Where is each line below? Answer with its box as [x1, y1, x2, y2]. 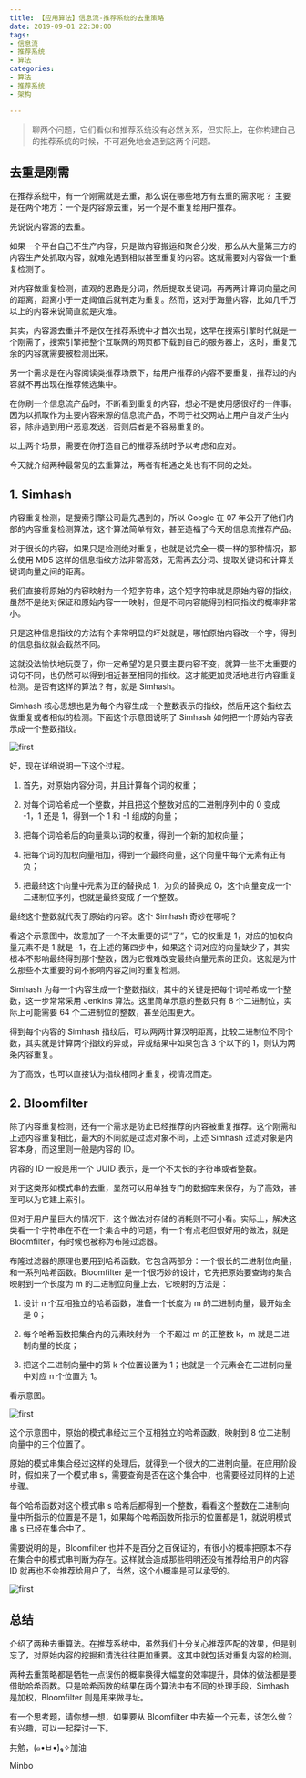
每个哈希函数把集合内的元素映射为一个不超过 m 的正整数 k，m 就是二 [22, 1328, 282, 1339]
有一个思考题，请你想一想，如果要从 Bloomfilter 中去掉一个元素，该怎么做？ [9, 1710, 294, 1721]
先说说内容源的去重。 [9, 221, 89, 233]
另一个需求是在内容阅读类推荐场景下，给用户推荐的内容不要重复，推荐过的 [9, 367, 289, 379]
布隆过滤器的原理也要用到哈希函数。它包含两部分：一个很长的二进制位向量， [9, 1255, 297, 1266]
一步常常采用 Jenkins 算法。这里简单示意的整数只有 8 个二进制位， [33, 996, 284, 1007]
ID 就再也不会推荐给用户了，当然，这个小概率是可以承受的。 [9, 1564, 235, 1575]
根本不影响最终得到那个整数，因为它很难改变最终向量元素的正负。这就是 [9, 953, 280, 964]
